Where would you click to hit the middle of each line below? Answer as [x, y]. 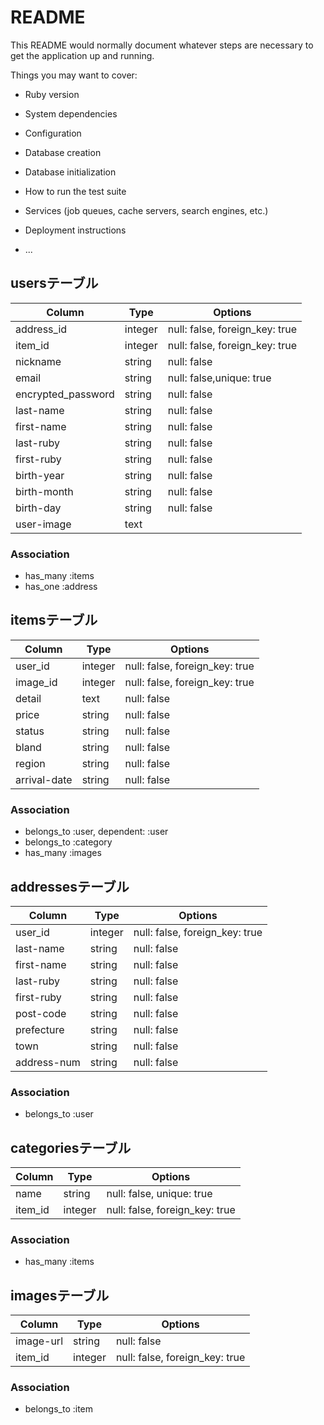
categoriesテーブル [71, 1147]
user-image [43, 524]
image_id [36, 682]
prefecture [40, 1029]
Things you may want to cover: [74, 75]
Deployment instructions [75, 230]
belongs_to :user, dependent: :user [96, 832]
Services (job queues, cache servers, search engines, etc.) [146, 210]
